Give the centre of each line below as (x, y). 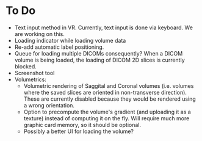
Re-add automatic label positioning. (59, 47)
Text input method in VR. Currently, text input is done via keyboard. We (104, 27)
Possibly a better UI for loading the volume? (79, 131)
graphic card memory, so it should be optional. (82, 125)
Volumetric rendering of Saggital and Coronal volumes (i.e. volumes (109, 85)
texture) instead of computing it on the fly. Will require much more (106, 118)
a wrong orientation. (49, 105)
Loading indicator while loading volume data (70, 40)
